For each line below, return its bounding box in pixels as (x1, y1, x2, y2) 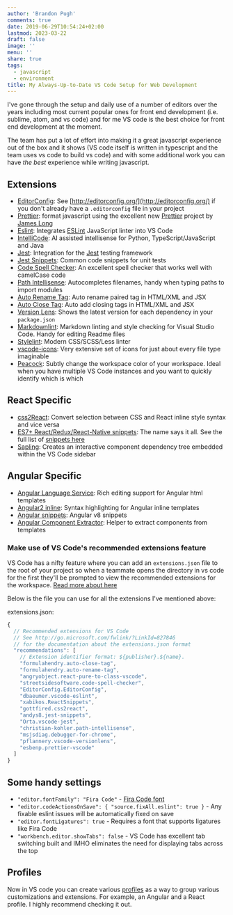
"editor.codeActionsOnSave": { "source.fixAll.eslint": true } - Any (17, 802, 223, 811)
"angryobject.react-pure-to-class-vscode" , (19, 673, 148, 680)
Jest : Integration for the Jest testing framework (17, 248, 153, 257)
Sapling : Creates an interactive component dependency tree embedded (17, 443, 223, 451)
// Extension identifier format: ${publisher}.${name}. (19, 653, 186, 661)
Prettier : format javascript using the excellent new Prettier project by (17, 212, 214, 220)
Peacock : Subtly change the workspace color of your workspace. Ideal (17, 360, 221, 368)
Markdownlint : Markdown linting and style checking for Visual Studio (17, 323, 214, 331)
